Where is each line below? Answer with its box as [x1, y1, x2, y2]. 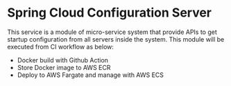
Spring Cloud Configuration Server [7, 5, 212, 21]
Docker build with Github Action [17, 55, 109, 64]
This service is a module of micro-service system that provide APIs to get [7, 28, 217, 36]
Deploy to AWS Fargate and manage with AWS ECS [17, 71, 164, 79]
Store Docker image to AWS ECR [17, 63, 111, 71]
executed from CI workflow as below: [7, 42, 114, 51]
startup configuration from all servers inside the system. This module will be [7, 35, 225, 43]
